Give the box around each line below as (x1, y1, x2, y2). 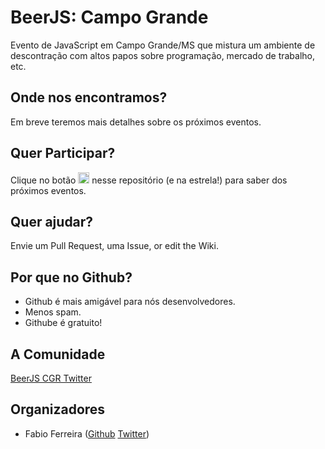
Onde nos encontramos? (10, 89, 168, 106)
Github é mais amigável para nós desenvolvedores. (24, 296, 236, 308)
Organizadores (10, 401, 106, 418)
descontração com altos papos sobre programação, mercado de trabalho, (10, 49, 316, 61)
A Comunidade (10, 346, 106, 363)
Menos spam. (24, 306, 82, 318)
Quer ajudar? (10, 213, 94, 230)
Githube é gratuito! (24, 317, 103, 329)
